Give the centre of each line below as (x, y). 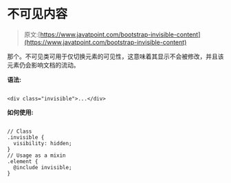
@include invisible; (43, 167)
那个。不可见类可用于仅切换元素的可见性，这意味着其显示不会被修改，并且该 (115, 56)
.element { (23, 161)
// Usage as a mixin (37, 155)
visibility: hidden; (43, 143)
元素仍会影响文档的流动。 (43, 65)
